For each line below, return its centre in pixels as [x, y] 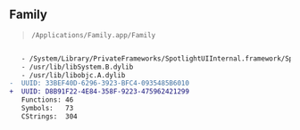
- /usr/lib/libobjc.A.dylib [73, 75]
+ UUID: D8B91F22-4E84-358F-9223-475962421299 [100, 92]
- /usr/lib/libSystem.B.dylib [77, 67]
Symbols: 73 [47, 109]
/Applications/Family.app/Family [93, 35]
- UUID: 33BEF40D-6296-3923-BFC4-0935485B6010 [100, 84]
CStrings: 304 [49, 116]
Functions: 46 [47, 100]
